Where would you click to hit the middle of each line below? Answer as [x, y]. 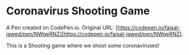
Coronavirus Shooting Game [78, 11]
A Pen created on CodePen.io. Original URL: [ [62, 27]
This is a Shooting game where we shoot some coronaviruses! [83, 45]
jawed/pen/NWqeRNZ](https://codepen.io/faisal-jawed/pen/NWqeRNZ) [94, 33]
